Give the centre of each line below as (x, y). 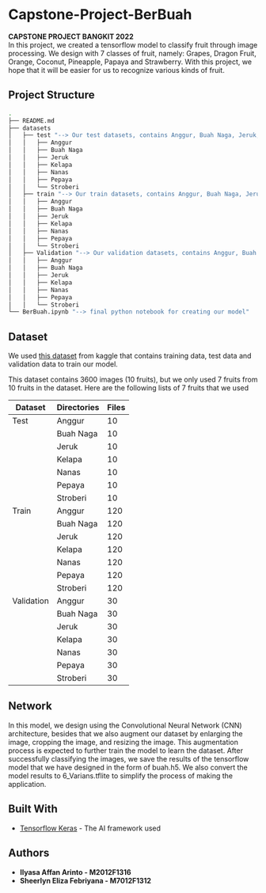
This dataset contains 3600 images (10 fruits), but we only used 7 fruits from (133, 380)
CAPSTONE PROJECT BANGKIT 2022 (71, 36)
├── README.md (32, 120)
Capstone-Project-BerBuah (100, 15)
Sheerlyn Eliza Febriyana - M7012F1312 (85, 880)
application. (27, 784)
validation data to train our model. (63, 364)
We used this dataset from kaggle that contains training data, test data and (130, 356)
